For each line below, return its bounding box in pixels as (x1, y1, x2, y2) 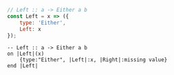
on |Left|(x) (7, 50, 45, 58)
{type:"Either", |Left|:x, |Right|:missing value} (19, 56, 168, 63)
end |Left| (7, 63, 39, 69)
